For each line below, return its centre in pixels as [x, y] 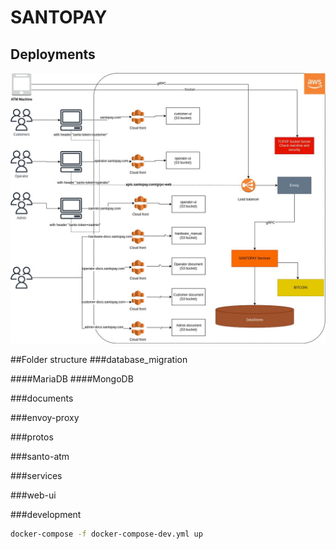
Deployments [53, 54]
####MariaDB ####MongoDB [72, 379]
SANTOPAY [59, 17]
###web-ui [33, 495]
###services [36, 476]
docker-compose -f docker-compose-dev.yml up [106, 534]
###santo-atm [40, 457]
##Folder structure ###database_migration [99, 360]
